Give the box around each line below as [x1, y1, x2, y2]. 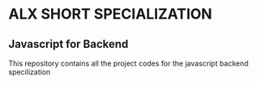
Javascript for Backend [8, 37, 129, 51]
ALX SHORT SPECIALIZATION [8, 5, 212, 23]
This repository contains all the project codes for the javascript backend [8, 58, 249, 68]
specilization [8, 67, 51, 77]
